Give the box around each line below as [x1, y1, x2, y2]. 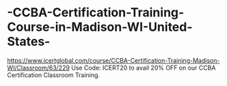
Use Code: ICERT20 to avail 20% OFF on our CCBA [71, 63, 216, 72]
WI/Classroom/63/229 [7, 63, 70, 72]
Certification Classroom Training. [7, 70, 101, 79]
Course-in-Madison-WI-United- [7, 19, 193, 35]
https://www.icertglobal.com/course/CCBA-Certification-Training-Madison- [7, 56, 220, 64]
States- [7, 34, 51, 49]
